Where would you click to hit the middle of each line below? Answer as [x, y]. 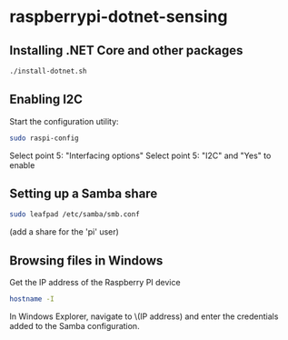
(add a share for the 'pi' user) [65, 232]
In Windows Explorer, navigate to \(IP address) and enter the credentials [144, 316]
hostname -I [32, 299]
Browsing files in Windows [86, 260]
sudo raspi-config [44, 138]
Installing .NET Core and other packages [126, 50]
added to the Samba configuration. [74, 325]
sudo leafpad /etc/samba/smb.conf [75, 215]
